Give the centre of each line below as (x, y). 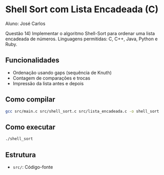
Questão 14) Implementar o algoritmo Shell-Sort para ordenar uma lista (80, 33)
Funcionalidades (33, 60)
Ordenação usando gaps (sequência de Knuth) (62, 72)
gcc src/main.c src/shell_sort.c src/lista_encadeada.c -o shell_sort (82, 111)
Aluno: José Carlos (25, 23)
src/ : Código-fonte (33, 167)
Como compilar (30, 100)
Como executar (30, 127)
